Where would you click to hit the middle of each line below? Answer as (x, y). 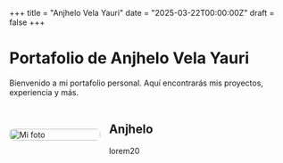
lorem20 (124, 151)
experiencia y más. (44, 92)
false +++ (27, 22)
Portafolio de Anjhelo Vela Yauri (129, 58)
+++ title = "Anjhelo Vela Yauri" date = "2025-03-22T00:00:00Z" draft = (142, 13)
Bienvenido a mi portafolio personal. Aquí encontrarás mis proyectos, (136, 83)
